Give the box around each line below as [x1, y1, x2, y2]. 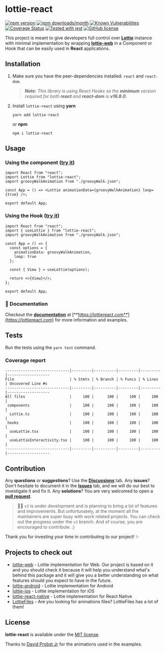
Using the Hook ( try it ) [5, 212, 59, 219]
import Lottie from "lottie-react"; [5, 175, 81, 180]
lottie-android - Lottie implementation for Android [12, 582, 113, 588]
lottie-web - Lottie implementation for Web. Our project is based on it [12, 562, 154, 568]
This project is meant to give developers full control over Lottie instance [5, 35, 152, 41]
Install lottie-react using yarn [12, 103, 76, 109]
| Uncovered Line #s [5, 381, 48, 386]
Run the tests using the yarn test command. [5, 344, 97, 350]
